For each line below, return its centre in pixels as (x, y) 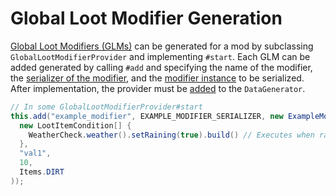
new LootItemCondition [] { (75, 125)
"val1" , (35, 153)
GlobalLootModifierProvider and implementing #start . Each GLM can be (160, 56)
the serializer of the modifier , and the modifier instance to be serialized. (157, 78)
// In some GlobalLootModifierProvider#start (106, 107)
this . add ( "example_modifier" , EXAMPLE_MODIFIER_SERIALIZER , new (147, 116)
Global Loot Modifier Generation (146, 18)
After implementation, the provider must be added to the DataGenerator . (158, 88)
